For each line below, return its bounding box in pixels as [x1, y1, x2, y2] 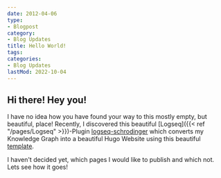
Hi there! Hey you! [7, 94, 87, 106]
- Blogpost [7, 23, 39, 30]
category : [7, 29, 36, 37]
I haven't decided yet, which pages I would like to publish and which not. [7, 156, 215, 164]
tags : [7, 49, 23, 56]
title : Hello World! [7, 42, 67, 49]
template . [7, 142, 35, 150]
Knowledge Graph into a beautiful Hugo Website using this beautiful [7, 135, 201, 143]
